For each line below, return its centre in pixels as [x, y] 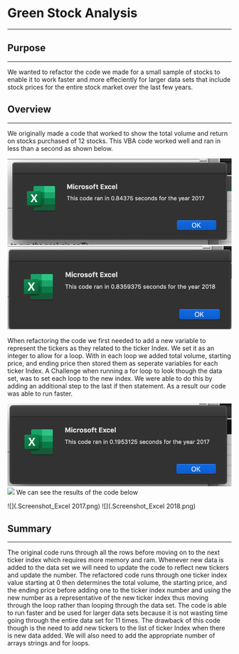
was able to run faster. [40, 394]
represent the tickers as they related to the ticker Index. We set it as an [111, 348]
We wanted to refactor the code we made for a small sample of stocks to [114, 72]
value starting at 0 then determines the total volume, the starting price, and [117, 582]
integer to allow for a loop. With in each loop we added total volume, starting [119, 356]
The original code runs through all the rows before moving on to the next [114, 552]
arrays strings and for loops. [49, 643]
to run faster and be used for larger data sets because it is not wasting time [118, 613]
